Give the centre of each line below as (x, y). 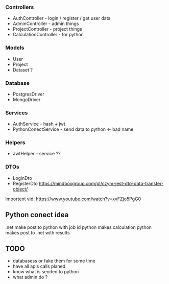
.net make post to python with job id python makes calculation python (79, 227)
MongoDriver (27, 99)
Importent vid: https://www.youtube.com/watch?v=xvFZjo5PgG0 (73, 199)
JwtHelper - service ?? (37, 154)
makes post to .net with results (38, 232)
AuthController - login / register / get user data (62, 18)
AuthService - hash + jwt (39, 124)
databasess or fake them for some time (54, 261)
